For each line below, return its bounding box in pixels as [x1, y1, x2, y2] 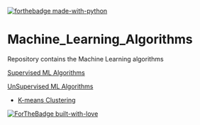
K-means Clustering [17, 95, 76, 104]
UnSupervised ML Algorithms [7, 82, 94, 90]
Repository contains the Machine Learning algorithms [7, 54, 165, 63]
